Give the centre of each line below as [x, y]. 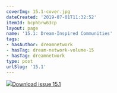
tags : [13, 39]
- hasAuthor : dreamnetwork [39, 45]
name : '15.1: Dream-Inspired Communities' [59, 34]
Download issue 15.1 [37, 84]
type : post [20, 61]
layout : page [22, 28]
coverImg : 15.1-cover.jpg [38, 12]
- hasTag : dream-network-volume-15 [50, 50]
